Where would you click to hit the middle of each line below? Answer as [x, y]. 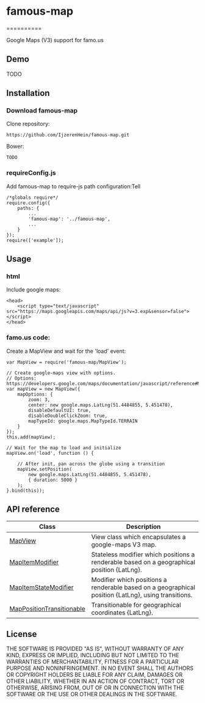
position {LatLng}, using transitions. [142, 595]
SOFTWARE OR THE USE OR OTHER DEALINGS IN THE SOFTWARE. [92, 694]
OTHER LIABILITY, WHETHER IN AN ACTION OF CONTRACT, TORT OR [95, 681]
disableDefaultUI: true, [60, 410]
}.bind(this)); [26, 490]
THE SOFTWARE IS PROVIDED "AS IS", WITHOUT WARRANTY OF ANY [95, 649]
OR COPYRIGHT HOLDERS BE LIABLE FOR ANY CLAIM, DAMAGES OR [95, 675]
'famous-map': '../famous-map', [70, 219]
